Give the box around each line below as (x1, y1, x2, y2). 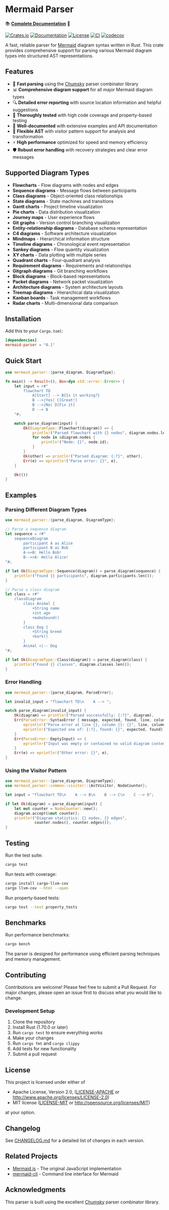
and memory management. (5, 956, 61, 962)
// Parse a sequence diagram (5, 527, 66, 532)
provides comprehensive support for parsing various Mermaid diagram (5, 47, 152, 54)
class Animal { (23, 601, 55, 606)
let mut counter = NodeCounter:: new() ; (14, 806, 98, 811)
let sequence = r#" (5, 531, 46, 536)
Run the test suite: (5, 852, 43, 859)
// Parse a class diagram (5, 587, 59, 592)
